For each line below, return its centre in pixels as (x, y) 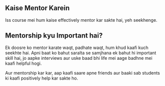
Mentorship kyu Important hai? (54, 36)
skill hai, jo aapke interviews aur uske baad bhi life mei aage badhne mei (79, 58)
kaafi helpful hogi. (24, 63)
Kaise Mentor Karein (37, 8)
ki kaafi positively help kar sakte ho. (42, 78)
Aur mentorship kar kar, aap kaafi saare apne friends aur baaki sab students (82, 73)
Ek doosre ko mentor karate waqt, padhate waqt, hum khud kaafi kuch (77, 47)
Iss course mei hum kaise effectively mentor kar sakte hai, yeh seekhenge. (81, 20)
